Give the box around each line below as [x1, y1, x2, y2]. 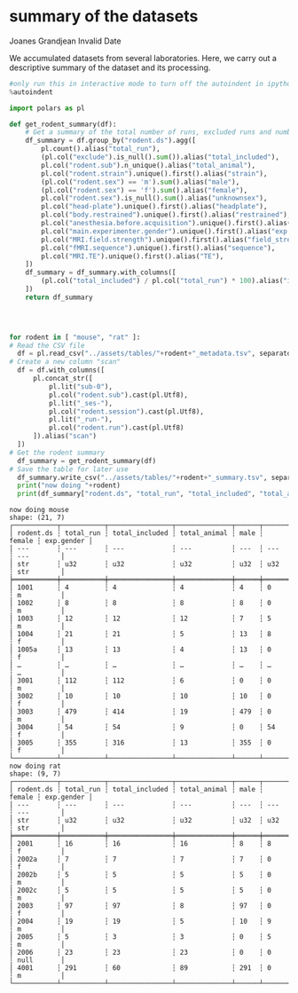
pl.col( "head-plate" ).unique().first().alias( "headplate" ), [41, 202, 268, 211]
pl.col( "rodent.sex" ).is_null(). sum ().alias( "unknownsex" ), [41, 193, 268, 203]
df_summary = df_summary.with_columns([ [25, 268, 176, 277]
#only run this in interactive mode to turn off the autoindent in [9, 79, 264, 88]
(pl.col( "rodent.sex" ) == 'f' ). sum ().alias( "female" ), [41, 185, 248, 194]
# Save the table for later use [9, 464, 129, 474]
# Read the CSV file [9, 341, 86, 350]
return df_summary [25, 293, 93, 302]
